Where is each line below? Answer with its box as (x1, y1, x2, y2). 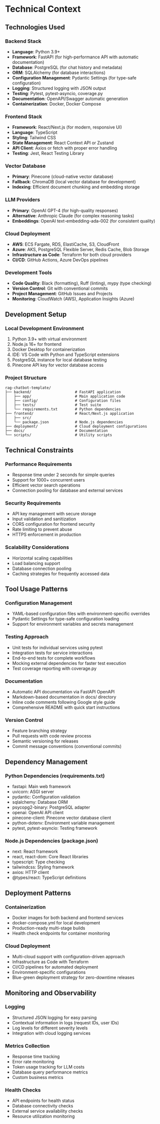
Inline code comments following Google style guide (12, 699, 116, 705)
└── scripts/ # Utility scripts (5, 433, 112, 437)
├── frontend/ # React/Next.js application (5, 411, 134, 416)
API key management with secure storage (12, 511, 97, 517)
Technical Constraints (5, 446, 74, 454)
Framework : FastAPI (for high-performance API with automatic (12, 54, 139, 60)
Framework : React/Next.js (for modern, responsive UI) (12, 124, 122, 130)
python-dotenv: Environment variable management (12, 820, 115, 826)
